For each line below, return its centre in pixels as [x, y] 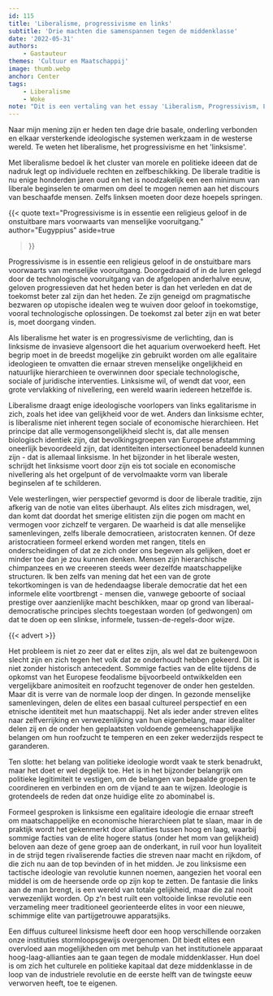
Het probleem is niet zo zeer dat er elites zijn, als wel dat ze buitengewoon [133, 652]
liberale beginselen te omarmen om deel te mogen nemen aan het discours [134, 188]
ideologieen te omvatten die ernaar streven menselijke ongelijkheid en [126, 364]
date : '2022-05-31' [41, 39]
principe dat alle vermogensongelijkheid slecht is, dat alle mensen [119, 431]
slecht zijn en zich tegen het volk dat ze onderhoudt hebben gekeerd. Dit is [134, 660]
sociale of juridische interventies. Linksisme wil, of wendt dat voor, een [127, 381]
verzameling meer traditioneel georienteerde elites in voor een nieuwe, [127, 907]
